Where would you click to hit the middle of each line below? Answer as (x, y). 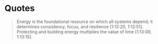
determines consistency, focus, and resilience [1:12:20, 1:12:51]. (80, 26)
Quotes (20, 8)
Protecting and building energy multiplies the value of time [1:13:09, (84, 32)
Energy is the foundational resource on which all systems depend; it (85, 22)
